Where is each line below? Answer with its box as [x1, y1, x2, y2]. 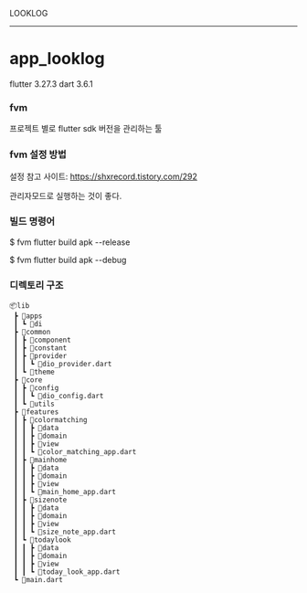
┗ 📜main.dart [13, 576, 64, 585]
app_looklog [9, 48, 105, 69]
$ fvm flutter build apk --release [9, 237, 131, 248]
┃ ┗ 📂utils [13, 399, 55, 409]
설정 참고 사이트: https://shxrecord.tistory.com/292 [9, 171, 198, 182]
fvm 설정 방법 [9, 148, 67, 161]
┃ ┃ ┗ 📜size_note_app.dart [13, 527, 117, 537]
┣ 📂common [13, 328, 51, 337]
